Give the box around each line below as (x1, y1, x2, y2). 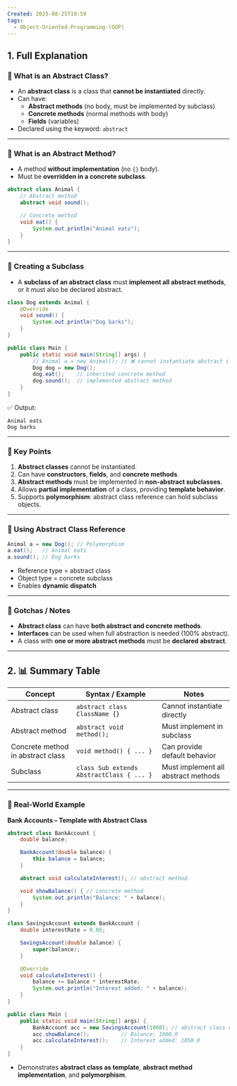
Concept (25, 689, 55, 699)
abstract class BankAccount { (7, 829, 97, 836)
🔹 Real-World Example (7, 800, 86, 810)
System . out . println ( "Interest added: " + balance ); (32, 985, 188, 992)
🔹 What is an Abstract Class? (7, 71, 109, 81)
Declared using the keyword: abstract (17, 124, 128, 133)
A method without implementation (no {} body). (17, 165, 160, 173)
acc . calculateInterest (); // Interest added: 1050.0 (32, 1037, 200, 1044)
